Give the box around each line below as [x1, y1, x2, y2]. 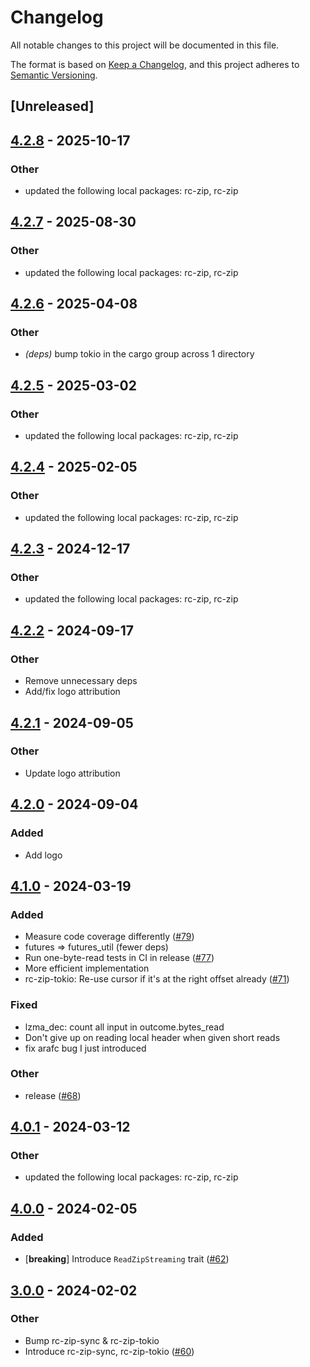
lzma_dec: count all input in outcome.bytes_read [24, 1021, 225, 1033]
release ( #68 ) [24, 1089, 82, 1101]
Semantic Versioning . [10, 69, 98, 81]
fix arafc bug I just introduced [24, 1042, 147, 1054]
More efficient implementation [24, 962, 150, 975]
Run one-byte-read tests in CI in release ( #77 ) [24, 952, 215, 964]
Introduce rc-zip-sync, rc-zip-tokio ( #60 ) [24, 1345, 195, 1357]
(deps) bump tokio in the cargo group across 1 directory [24, 348, 255, 360]
